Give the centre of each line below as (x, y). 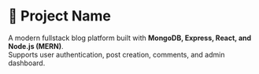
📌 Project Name (60, 16)
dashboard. (27, 63)
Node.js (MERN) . (36, 46)
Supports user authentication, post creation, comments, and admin (117, 54)
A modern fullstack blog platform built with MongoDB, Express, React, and (130, 38)
